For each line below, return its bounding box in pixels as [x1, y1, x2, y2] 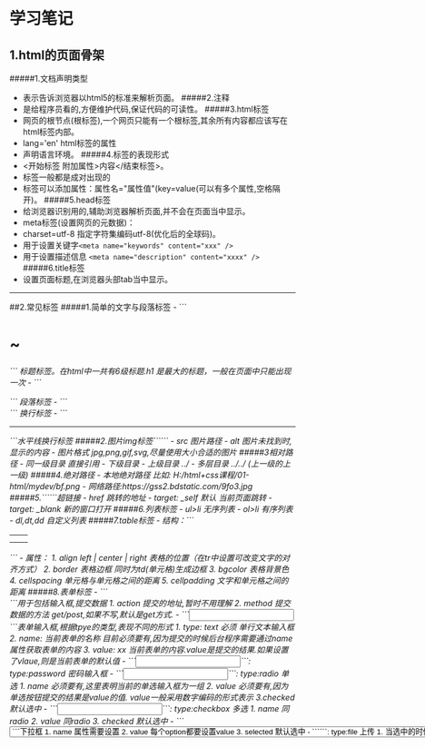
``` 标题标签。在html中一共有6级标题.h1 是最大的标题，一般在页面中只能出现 [9, 365, 292, 377]
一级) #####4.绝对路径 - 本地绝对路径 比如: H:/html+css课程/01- [9, 469, 250, 480]
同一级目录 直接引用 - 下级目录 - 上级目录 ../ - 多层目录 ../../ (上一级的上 [25, 457, 291, 468]
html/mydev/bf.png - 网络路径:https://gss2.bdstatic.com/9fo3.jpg [9, 480, 253, 491]
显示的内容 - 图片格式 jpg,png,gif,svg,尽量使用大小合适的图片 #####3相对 [9, 447, 286, 457]
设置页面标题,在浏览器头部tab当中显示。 [22, 274, 173, 284]
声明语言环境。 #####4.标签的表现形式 [22, 149, 170, 160]
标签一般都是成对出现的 [22, 172, 111, 182]
